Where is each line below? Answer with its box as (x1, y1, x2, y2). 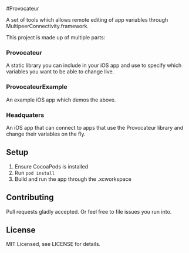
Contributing (6, 193, 54, 203)
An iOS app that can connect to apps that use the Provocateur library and (6, 124, 184, 131)
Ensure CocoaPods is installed (14, 163, 89, 170)
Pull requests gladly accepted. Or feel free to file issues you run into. (6, 208, 172, 215)
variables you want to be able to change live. (6, 68, 114, 75)
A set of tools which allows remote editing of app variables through (6, 16, 168, 23)
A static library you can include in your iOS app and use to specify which (6, 62, 182, 69)
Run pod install (14, 169, 55, 176)
